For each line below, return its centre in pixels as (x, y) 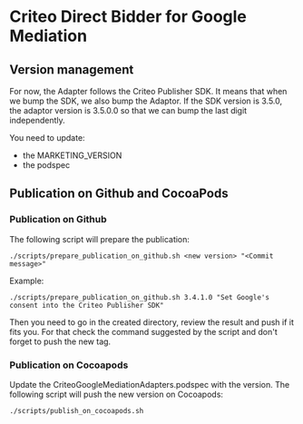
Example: (27, 281)
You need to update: (47, 138)
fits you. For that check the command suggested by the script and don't (144, 331)
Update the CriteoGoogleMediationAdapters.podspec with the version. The (150, 384)
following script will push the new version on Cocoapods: (117, 394)
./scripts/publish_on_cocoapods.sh (77, 410)
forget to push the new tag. (60, 341)
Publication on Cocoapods (69, 365)
